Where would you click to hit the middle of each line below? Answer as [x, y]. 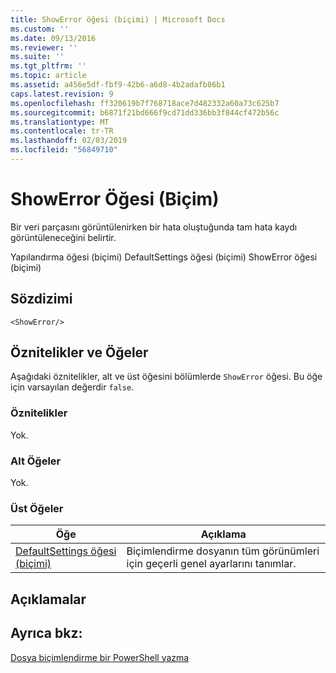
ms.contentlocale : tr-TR [62, 131]
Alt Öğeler [36, 461]
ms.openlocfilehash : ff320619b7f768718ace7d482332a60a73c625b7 [145, 103]
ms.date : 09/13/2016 [53, 38]
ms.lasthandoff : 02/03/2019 [69, 141]
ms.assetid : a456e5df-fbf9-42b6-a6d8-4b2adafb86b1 [118, 85]
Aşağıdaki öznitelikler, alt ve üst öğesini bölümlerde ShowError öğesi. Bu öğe [166, 377]
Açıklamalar [48, 599]
